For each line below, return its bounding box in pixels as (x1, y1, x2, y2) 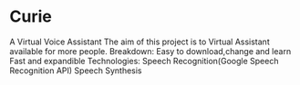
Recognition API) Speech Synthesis (9, 65, 142, 76)
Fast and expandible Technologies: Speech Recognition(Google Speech (9, 55, 279, 66)
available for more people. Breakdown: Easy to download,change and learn (9, 45, 292, 56)
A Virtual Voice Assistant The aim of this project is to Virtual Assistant (9, 36, 271, 47)
